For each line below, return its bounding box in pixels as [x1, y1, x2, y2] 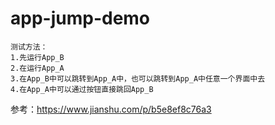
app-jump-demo [10, 7, 151, 30]
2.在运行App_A [10, 63, 65, 73]
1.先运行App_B [10, 52, 65, 62]
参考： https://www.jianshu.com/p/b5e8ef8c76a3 [10, 103, 212, 115]
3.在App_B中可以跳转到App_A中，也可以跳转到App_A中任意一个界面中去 [10, 73, 266, 84]
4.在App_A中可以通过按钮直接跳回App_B [10, 84, 154, 94]
